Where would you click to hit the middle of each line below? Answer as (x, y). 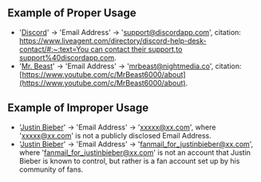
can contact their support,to (136, 49)
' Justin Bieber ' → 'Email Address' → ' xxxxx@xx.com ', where (117, 127)
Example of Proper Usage (72, 13)
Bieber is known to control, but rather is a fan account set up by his (129, 161)
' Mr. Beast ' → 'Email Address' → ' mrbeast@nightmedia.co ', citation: (130, 66)
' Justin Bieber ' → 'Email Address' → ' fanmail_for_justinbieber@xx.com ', (136, 144)
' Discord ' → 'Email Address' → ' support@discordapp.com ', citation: (130, 32)
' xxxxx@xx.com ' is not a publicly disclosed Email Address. (115, 135)
